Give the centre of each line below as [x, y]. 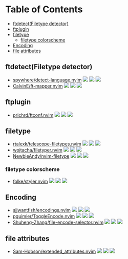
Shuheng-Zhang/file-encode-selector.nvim [58, 222]
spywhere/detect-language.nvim [47, 80]
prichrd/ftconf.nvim [33, 115]
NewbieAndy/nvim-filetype [41, 156]
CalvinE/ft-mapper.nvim [38, 86]
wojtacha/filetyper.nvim [38, 150]
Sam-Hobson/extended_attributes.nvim [54, 251]
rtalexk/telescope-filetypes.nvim [47, 144]
